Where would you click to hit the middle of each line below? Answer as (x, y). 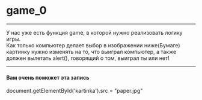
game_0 (26, 10)
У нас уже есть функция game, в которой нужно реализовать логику (94, 32)
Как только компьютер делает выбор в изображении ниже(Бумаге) (93, 45)
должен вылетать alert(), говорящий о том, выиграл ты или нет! (88, 58)
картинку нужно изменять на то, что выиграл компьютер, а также (91, 51)
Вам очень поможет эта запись (48, 77)
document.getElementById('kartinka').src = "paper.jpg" (75, 91)
